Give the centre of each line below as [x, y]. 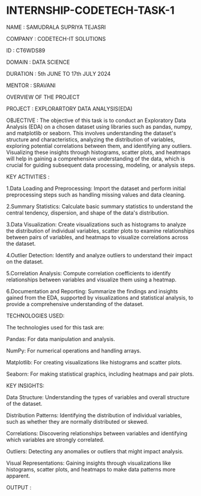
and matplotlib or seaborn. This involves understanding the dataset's [91, 133]
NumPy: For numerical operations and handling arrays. [74, 351]
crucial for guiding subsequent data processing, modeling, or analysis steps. [101, 165]
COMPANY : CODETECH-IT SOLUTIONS [56, 38]
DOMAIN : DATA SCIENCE [38, 62]
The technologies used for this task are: [55, 327]
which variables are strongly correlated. [55, 439]
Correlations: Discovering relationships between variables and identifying [97, 433]
